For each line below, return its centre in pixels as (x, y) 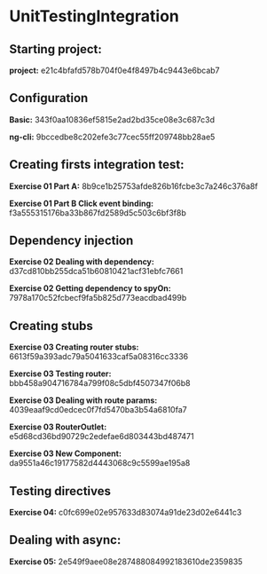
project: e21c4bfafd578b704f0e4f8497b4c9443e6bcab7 (114, 70)
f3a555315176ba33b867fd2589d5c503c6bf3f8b (98, 212)
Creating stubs (51, 326)
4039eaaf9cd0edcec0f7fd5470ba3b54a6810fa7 (98, 410)
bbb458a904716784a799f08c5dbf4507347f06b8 (100, 383)
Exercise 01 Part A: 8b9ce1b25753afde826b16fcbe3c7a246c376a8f (134, 186)
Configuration (49, 98)
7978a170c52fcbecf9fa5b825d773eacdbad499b (98, 298)
